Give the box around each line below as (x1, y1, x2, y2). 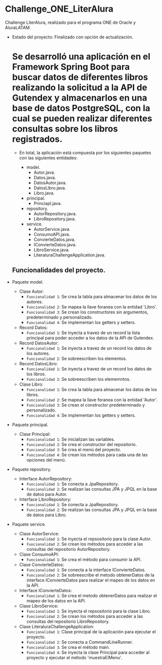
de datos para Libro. (26, 512, 67, 518)
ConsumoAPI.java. (33, 231, 71, 237)
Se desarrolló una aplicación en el (12, 51, 151, 62)
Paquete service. (12, 521, 46, 527)
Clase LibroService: (19, 603, 59, 609)
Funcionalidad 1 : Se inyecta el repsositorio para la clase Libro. (26, 608, 151, 614)
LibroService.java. (33, 247, 70, 253)
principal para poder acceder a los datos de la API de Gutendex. (26, 335, 154, 341)
